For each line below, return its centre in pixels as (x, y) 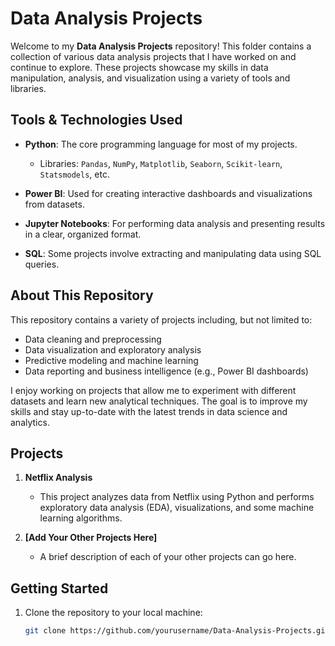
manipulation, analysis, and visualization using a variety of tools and (150, 78)
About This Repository (82, 295)
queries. (42, 264)
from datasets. (54, 204)
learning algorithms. (81, 518)
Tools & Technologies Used (96, 120)
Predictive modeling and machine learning (111, 360)
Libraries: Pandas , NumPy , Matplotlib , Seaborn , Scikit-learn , (161, 163)
